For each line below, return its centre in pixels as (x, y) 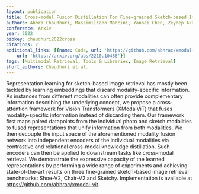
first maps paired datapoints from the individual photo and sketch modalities (99, 122)
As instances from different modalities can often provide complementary (95, 96)
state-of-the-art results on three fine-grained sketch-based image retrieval (97, 172)
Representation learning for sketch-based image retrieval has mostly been (97, 84)
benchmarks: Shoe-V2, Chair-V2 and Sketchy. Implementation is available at (99, 178)
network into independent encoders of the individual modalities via (88, 141)
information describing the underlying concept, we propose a (81, 103)
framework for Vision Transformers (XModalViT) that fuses (101, 109)
